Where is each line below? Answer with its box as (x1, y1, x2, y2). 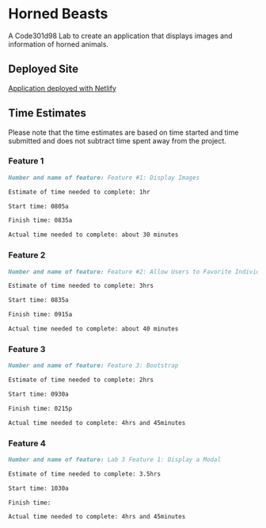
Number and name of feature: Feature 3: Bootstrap (8, 362, 179, 369)
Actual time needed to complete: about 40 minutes (8, 325, 179, 333)
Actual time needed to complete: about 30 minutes (8, 231, 179, 239)
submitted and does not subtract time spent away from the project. (8, 136, 227, 145)
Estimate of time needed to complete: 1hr (8, 188, 150, 196)
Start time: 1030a (8, 484, 69, 492)
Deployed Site (8, 63, 79, 76)
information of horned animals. (8, 39, 109, 48)
